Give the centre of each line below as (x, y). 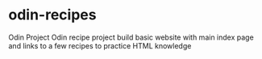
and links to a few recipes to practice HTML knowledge (100, 45)
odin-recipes (52, 15)
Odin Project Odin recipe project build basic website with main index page (131, 37)
